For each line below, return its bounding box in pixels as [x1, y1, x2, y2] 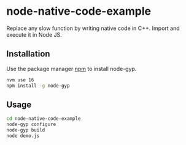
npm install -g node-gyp [6, 83, 70, 89]
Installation [6, 49, 50, 59]
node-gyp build [6, 127, 45, 133]
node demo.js [6, 133, 40, 139]
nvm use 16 [6, 76, 34, 83]
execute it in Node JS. [6, 31, 63, 38]
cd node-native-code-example [6, 116, 81, 122]
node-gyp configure [6, 121, 56, 128]
